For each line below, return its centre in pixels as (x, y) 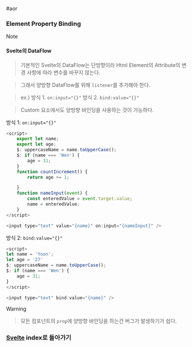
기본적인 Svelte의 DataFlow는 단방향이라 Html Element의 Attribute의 (100, 65)
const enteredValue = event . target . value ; (80, 199)
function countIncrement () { (52, 172)
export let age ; (37, 144)
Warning (16, 309)
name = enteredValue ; (54, 204)
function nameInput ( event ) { (52, 193)
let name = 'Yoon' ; (30, 254)
